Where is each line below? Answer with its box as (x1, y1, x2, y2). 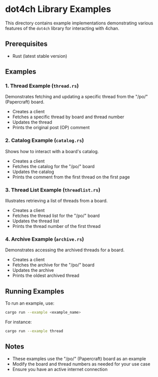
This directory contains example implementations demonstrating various (5, 20, 154, 26)
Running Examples (5, 287, 65, 295)
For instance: (5, 319, 32, 325)
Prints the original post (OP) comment (12, 125, 90, 131)
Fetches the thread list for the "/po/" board (12, 213, 100, 219)
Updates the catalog (12, 169, 54, 175)
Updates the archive (12, 267, 54, 273)
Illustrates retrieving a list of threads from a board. (5, 198, 108, 204)
